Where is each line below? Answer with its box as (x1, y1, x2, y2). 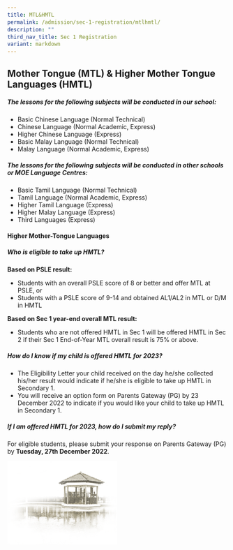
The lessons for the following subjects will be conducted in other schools (7, 161, 224, 170)
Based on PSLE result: (7, 265, 73, 274)
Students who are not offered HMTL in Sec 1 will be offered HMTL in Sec (17, 328, 227, 336)
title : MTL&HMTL (7, 11, 54, 18)
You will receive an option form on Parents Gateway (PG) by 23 (17, 391, 199, 399)
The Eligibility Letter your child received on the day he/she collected (17, 369, 213, 377)
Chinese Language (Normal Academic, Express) (17, 123, 156, 131)
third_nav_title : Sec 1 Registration (7, 34, 117, 40)
